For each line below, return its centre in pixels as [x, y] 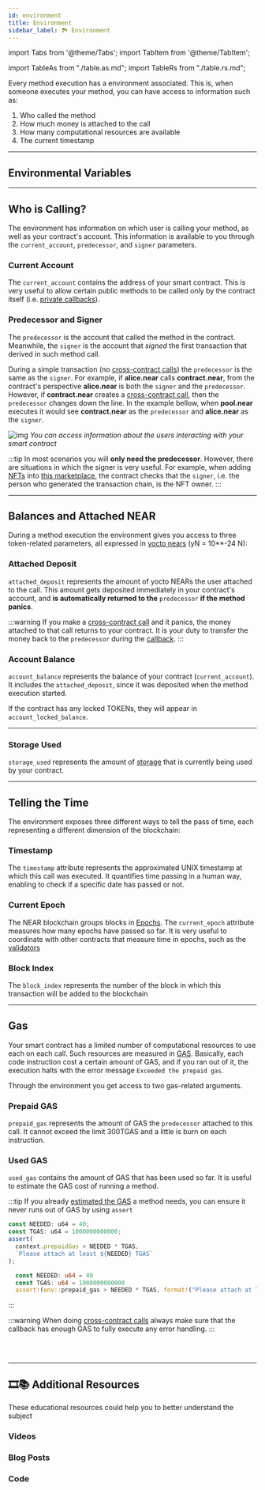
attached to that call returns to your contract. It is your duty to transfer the [128, 630]
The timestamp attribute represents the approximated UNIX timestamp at [125, 868]
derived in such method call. [54, 354]
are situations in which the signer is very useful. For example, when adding [130, 467]
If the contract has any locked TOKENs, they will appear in [103, 708]
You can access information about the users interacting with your [137, 435]
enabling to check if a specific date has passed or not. [96, 885]
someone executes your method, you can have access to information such [129, 92]
